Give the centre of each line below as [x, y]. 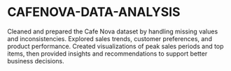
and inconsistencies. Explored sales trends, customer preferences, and [110, 38]
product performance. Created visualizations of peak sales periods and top [115, 46]
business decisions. [36, 61]
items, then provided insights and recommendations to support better [107, 54]
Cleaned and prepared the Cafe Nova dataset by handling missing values [113, 31]
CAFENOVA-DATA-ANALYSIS [94, 12]
